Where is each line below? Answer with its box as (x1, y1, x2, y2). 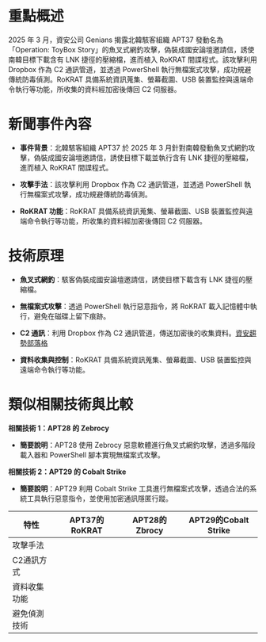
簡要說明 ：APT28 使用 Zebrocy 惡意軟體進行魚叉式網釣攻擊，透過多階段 (19, 440, 256, 449)
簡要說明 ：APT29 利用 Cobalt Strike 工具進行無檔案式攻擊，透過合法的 (19, 483, 250, 493)
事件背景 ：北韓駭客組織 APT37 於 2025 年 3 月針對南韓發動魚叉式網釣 (19, 143, 249, 152)
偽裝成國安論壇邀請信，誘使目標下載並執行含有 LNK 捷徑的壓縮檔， (33, 152, 253, 162)
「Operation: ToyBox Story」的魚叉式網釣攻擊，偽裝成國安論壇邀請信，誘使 (8, 44, 255, 54)
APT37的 (69, 514, 104, 525)
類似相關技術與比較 (8, 396, 134, 413)
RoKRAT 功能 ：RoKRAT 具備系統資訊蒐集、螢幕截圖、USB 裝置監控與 (19, 206, 247, 216)
